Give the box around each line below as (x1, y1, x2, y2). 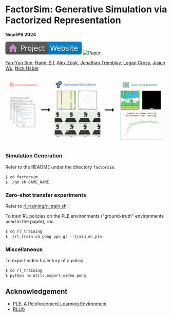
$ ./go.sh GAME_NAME (5, 179, 50, 185)
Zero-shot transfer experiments (5, 191, 86, 198)
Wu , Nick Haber (5, 65, 39, 71)
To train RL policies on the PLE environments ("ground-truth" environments (5, 213, 164, 219)
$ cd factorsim (5, 174, 38, 180)
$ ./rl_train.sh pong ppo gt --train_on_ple (5, 234, 102, 239)
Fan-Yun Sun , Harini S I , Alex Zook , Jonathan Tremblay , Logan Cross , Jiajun (5, 59, 166, 66)
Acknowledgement (5, 287, 68, 295)
